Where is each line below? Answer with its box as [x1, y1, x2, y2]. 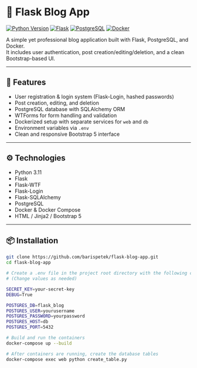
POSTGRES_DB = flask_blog [6, 302, 64, 308]
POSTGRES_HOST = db [6, 319, 49, 325]
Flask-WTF [14, 181, 41, 188]
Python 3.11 [14, 169, 42, 176]
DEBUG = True [6, 292, 33, 297]
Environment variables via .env [14, 124, 89, 131]
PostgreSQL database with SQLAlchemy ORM [14, 105, 125, 112]
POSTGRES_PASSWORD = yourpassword [6, 313, 85, 319]
